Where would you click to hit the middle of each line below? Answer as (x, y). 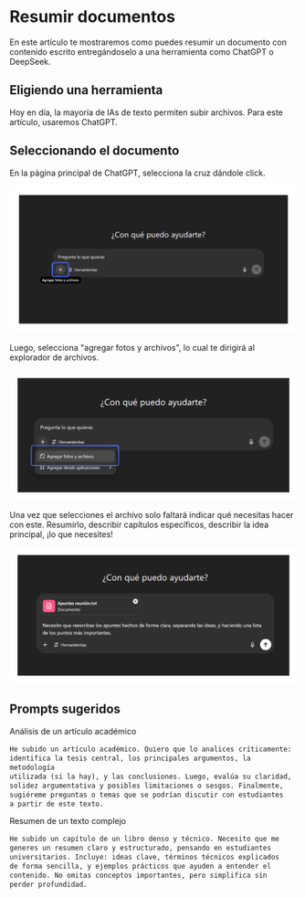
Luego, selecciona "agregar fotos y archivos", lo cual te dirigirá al (132, 348)
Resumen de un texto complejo (68, 820)
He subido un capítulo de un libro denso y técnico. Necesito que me (145, 839)
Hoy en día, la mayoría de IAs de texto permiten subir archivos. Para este (146, 112)
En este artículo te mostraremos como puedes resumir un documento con (148, 42)
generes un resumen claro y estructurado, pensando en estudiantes (141, 848)
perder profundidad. (49, 884)
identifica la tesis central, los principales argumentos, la (130, 758)
